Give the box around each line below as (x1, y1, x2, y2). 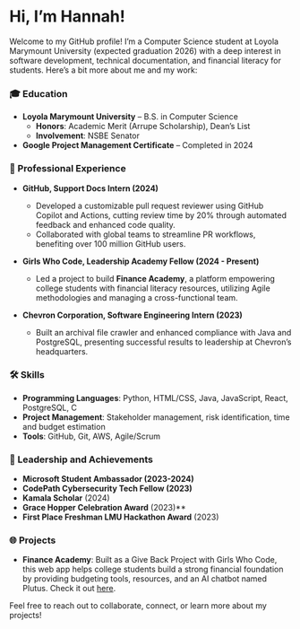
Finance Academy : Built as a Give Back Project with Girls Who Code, (21, 555, 278, 565)
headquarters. (35, 345, 89, 356)
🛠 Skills (9, 369, 45, 381)
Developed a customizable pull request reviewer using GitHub (35, 200, 264, 211)
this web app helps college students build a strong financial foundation (21, 563, 284, 575)
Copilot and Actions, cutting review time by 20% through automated (35, 209, 287, 221)
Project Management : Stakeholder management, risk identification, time (21, 411, 290, 423)
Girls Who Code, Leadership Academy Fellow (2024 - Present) (21, 256, 260, 266)
